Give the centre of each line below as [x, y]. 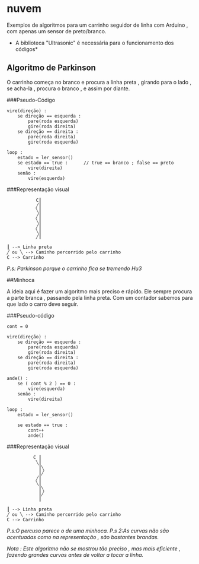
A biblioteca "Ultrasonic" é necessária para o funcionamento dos [94, 43]
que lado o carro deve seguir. [43, 304]
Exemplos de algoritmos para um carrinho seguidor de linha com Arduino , [97, 25]
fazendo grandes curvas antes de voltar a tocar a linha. [75, 555]
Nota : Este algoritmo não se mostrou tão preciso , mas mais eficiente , [94, 549]
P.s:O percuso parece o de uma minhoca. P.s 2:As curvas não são [88, 531]
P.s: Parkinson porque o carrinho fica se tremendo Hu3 [74, 268]
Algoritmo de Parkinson [52, 68]
